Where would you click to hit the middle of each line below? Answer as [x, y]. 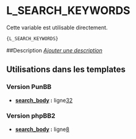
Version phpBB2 [31, 116]
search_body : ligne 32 [44, 100]
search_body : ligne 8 [42, 129]
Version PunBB [29, 87]
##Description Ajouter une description [54, 50]
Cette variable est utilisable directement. [57, 27]
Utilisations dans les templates [66, 70]
